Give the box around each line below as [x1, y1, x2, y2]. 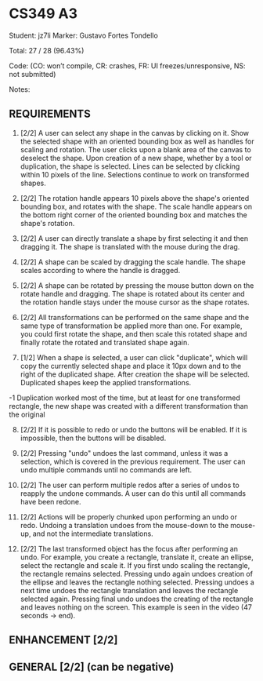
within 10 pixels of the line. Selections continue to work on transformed [20, 169, 250, 179]
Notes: [9, 84, 31, 94]
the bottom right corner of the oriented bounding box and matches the [20, 209, 247, 220]
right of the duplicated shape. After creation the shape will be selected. [20, 370, 250, 379]
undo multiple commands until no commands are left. [20, 464, 193, 475]
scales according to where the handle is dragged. [20, 265, 181, 275]
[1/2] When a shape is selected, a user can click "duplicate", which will [20, 352, 248, 362]
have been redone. [20, 497, 81, 506]
